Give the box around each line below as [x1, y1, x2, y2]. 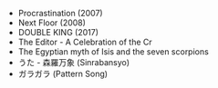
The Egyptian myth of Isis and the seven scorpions [17, 46, 210, 57]
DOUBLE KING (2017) [17, 27, 99, 37]
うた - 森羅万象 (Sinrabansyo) [17, 57, 130, 67]
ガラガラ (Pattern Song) [17, 68, 108, 79]
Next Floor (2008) [17, 17, 87, 28]
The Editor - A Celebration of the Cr [17, 36, 152, 47]
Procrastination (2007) [17, 8, 103, 18]
